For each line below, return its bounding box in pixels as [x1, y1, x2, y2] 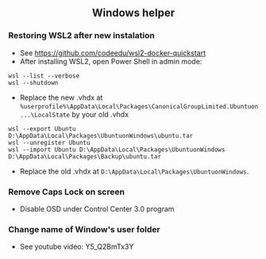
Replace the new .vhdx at [19, 93, 103, 102]
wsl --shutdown [8, 78, 59, 86]
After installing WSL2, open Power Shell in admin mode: [19, 56, 202, 66]
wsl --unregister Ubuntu [8, 139, 91, 147]
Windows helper [91, 6, 175, 20]
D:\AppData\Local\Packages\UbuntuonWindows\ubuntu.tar [8, 131, 194, 139]
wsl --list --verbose [8, 71, 80, 80]
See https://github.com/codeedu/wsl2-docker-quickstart [19, 48, 206, 58]
